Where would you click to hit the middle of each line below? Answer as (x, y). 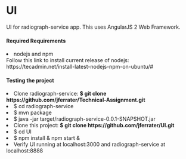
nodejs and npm (34, 54)
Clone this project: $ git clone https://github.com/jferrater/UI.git (94, 126)
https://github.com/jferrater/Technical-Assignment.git (76, 100)
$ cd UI (23, 132)
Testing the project (30, 80)
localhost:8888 (25, 151)
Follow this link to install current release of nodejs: (68, 60)
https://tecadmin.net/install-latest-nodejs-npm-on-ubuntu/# (80, 67)
